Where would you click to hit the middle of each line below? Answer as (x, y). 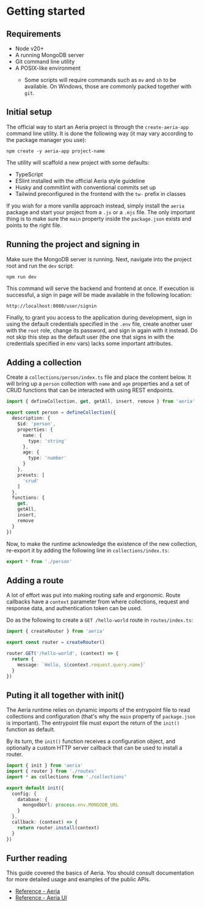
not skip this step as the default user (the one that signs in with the (90, 337)
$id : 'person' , (37, 424)
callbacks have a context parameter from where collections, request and (98, 602)
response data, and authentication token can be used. (74, 608)
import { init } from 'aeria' (45, 766)
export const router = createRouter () (56, 643)
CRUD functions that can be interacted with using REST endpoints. (90, 390)
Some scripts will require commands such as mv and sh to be (100, 80)
